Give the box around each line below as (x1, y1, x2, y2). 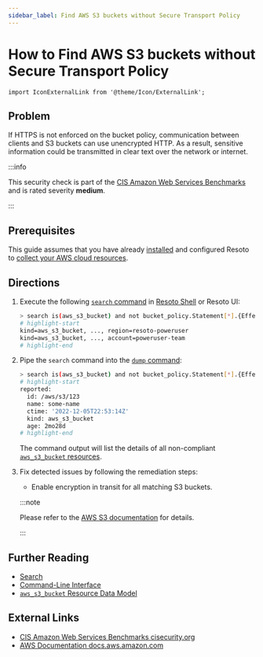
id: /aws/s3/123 (27, 393, 80, 400)
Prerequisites (8, 223, 75, 237)
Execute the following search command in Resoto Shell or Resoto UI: (19, 297, 241, 306)
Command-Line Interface (19, 580, 101, 590)
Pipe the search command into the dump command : (19, 356, 182, 365)
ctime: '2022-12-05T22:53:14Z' (27, 407, 130, 415)
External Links (8, 611, 80, 625)
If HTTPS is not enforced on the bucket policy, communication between (8, 131, 239, 140)
